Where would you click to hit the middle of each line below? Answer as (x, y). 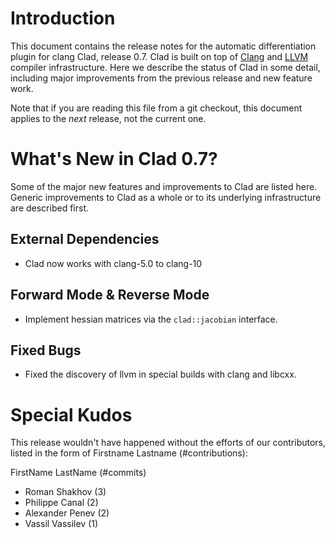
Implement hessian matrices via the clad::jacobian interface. (151, 319)
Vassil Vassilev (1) (61, 524)
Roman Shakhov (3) (65, 492)
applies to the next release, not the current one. (108, 118)
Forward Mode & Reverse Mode (110, 295)
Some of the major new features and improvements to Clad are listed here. (164, 186)
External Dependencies (85, 239)
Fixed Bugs (46, 350)
